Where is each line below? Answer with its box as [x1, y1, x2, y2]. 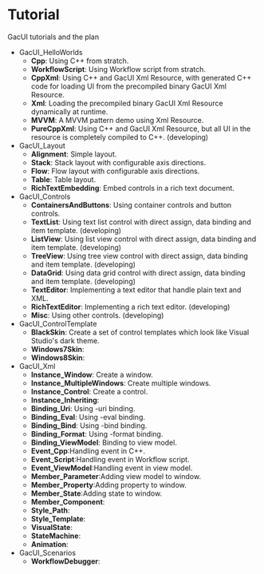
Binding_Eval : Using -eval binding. [30, 412, 145, 422]
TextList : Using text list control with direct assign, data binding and [30, 217, 252, 227]
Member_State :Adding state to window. [30, 489, 163, 498]
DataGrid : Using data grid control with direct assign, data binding [30, 267, 246, 277]
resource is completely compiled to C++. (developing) [30, 132, 209, 141]
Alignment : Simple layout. [30, 149, 117, 159]
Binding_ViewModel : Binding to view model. [30, 437, 177, 447]
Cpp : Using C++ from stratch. [30, 56, 129, 65]
